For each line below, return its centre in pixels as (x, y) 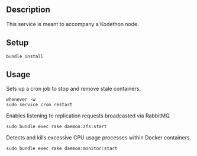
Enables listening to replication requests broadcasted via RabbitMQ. (89, 116)
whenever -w (21, 100)
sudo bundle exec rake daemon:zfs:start (57, 127)
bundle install (25, 56)
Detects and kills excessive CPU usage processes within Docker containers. (99, 138)
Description (28, 10)
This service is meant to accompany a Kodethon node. (72, 24)
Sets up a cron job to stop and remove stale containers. (73, 89)
